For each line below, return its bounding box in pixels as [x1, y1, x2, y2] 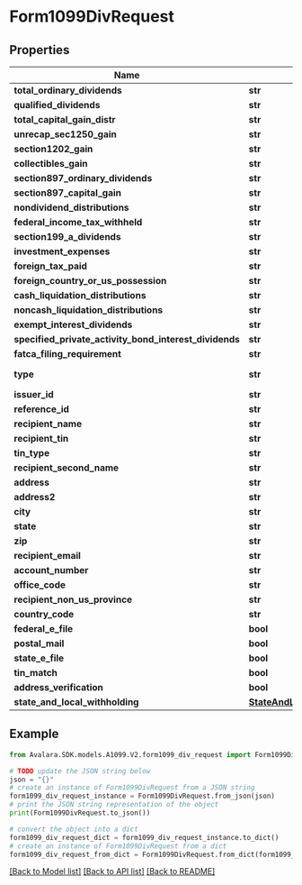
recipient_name [13, 417, 83, 430]
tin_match [13, 667, 58, 679]
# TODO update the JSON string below [9, 766, 151, 776]
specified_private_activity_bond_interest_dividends [13, 333, 241, 345]
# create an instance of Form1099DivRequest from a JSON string [9, 783, 255, 792]
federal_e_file [13, 623, 74, 634]
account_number [13, 564, 89, 576]
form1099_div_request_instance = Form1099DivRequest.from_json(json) [9, 791, 276, 801]
